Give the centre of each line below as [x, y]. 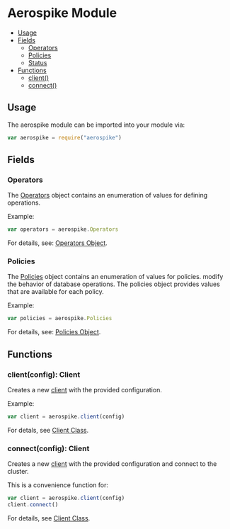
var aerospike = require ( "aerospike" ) [64, 137]
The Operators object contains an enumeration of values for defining [108, 195]
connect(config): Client [48, 448]
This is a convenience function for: [58, 485]
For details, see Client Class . [49, 518]
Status [38, 62]
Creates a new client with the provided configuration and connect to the [112, 464]
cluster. [18, 472]
